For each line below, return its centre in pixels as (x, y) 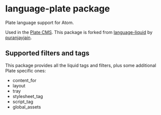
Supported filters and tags (47, 53)
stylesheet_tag (28, 96)
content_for (24, 80)
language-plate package (58, 9)
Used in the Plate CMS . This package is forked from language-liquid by (79, 32)
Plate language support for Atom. (39, 22)
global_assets (27, 107)
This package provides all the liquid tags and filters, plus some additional (81, 65)
